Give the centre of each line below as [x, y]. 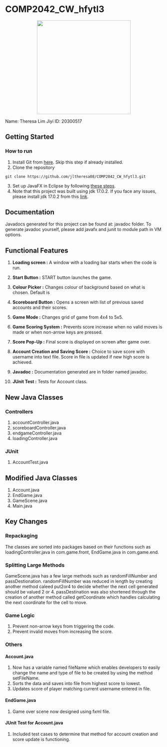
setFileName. [26, 678]
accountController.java [36, 422]
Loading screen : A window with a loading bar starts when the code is [84, 262]
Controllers [19, 411]
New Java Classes [34, 397]
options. [14, 235]
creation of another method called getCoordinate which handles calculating [83, 597]
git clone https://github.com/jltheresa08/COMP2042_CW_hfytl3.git [76, 176]
